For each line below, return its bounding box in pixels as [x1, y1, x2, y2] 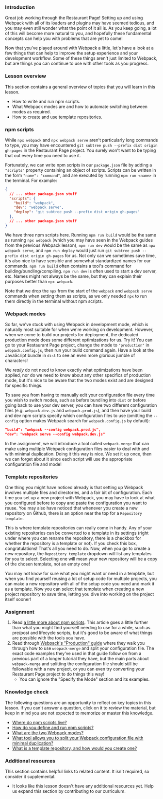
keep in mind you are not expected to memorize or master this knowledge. [5, 710, 154, 716]
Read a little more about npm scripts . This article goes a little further [12, 619, 148, 625]
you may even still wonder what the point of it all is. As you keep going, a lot [5, 25, 157, 31]
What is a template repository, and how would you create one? [12, 745, 137, 751]
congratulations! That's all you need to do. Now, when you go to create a [5, 545, 150, 551]
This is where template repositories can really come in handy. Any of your [5, 525, 152, 531]
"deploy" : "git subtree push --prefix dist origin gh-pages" [14, 210, 140, 215]
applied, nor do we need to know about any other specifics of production [5, 372, 151, 378]
